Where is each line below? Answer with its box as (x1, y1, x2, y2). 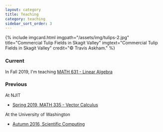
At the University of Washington (5, 111, 71, 117)
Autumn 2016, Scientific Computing (12, 121, 85, 127)
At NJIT (5, 92, 21, 98)
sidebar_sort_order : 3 (5, 21, 52, 26)
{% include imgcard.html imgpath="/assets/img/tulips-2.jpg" (5, 35, 129, 41)
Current (5, 57, 25, 64)
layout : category (5, 7, 41, 12)
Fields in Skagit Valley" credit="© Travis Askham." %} (5, 45, 115, 51)
